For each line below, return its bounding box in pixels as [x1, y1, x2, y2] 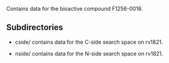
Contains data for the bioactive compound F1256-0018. [6, 5, 143, 12]
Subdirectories [6, 22, 63, 32]
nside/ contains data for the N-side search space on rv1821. [14, 50, 164, 57]
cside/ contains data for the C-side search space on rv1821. [14, 38, 164, 46]
